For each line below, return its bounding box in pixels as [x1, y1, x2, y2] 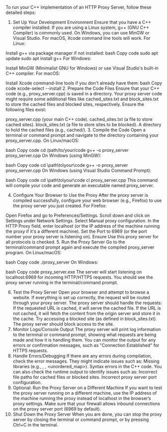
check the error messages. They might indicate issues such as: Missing [12, 358, 160, 364]
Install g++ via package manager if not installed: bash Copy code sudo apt [5, 50, 159, 56]
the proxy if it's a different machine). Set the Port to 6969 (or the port [5, 228, 147, 234]
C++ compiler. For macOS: [5, 70, 60, 76]
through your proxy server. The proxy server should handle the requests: [12, 300, 162, 306]
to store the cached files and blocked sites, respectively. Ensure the [5, 101, 145, 107]
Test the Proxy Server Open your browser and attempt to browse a [12, 289, 150, 295]
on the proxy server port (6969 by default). [12, 406, 101, 412]
